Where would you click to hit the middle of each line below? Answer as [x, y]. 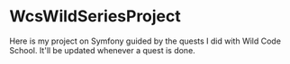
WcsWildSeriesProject [95, 16]
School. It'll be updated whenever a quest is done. [102, 50]
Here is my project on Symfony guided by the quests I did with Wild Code [145, 41]
